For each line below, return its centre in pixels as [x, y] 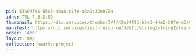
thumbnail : [19, 22]
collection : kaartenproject [40, 44]
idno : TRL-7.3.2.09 [30, 17]
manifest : [18, 28]
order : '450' [22, 33]
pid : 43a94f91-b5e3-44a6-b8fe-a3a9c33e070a [60, 11]
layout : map [20, 38]
